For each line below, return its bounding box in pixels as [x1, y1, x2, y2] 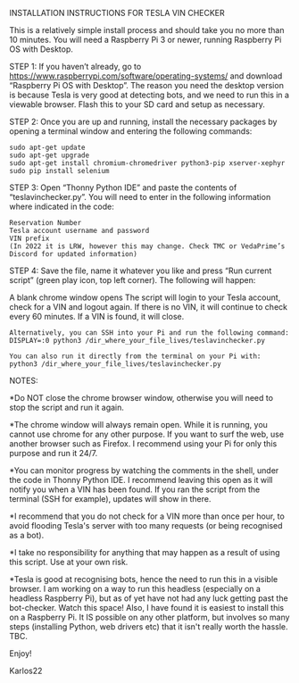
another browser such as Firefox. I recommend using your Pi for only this [9, 438, 278, 449]
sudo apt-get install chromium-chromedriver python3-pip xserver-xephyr [9, 159, 286, 168]
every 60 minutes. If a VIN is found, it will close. [9, 312, 185, 321]
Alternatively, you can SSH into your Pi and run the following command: [9, 329, 290, 337]
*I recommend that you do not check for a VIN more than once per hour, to [9, 511, 286, 521]
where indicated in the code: [9, 201, 114, 212]
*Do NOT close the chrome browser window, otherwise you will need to [9, 393, 274, 403]
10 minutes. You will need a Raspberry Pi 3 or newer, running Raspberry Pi [9, 35, 282, 45]
